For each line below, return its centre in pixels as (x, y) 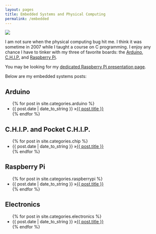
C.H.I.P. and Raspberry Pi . (31, 57)
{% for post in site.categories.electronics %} (57, 216)
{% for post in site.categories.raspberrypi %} (57, 179)
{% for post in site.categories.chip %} (50, 141)
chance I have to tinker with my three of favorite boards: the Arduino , (74, 52)
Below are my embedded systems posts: (46, 76)
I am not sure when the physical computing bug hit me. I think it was (74, 42)
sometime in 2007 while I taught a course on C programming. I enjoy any (78, 47)
